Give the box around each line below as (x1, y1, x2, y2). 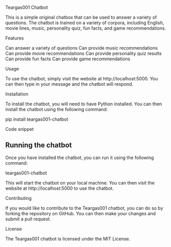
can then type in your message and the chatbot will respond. (5, 81, 134, 87)
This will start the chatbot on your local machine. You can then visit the (5, 179, 155, 186)
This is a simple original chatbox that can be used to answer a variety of (5, 14, 157, 20)
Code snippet (5, 126, 34, 132)
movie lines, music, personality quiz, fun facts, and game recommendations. (5, 25, 166, 31)
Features (5, 35, 24, 41)
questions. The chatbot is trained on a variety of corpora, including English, (5, 20, 164, 26)
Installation (5, 91, 29, 97)
